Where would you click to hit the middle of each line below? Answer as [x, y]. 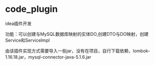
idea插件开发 [18, 23]
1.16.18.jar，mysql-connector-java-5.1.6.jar [48, 57]
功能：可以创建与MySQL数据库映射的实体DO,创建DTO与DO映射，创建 [77, 34]
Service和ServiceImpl [27, 40]
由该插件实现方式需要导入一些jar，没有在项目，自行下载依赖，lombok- [78, 51]
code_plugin [31, 9]
